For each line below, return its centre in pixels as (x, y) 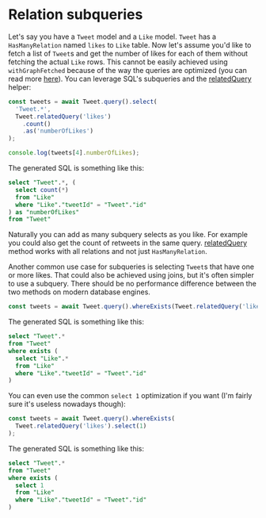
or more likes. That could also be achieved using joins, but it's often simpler (131, 275)
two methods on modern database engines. (79, 292)
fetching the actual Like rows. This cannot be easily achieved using (118, 62)
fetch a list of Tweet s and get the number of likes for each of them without (128, 53)
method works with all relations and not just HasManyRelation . (108, 251)
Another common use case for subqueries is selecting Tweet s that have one (131, 267)
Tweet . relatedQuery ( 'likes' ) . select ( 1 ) (81, 426)
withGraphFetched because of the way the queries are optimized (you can (127, 70)
